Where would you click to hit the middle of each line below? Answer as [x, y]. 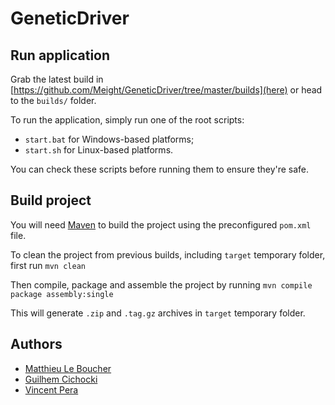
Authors [36, 344]
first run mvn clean [48, 265]
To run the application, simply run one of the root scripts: [127, 120]
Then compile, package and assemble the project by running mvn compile [161, 284]
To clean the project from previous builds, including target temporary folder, [168, 254]
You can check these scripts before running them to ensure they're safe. [160, 169]
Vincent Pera [51, 389]
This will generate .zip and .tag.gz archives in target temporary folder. [158, 313]
